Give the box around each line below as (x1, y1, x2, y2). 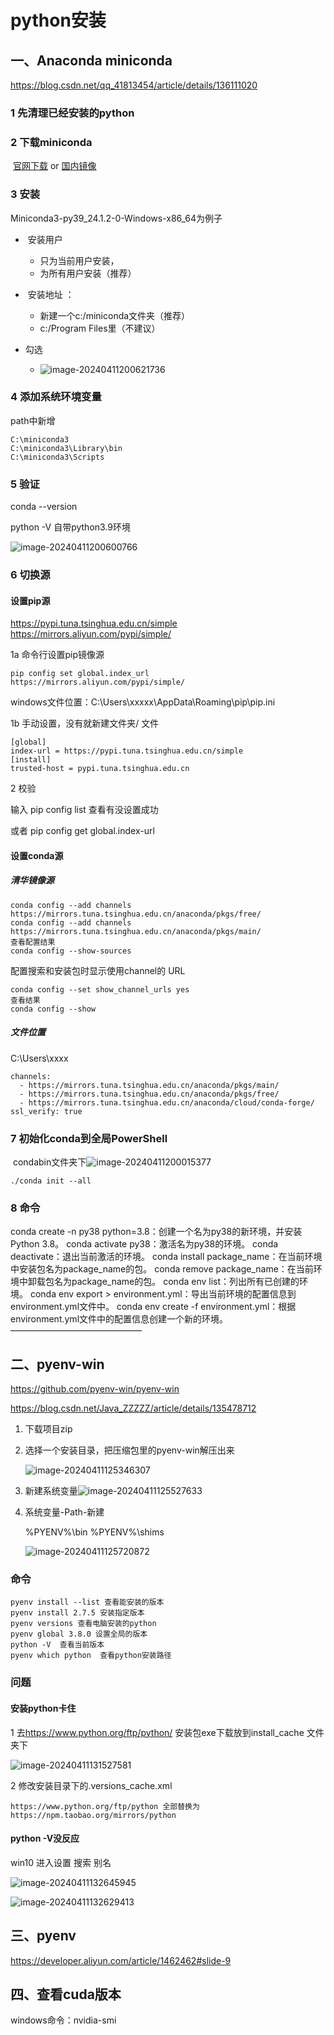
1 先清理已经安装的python (10, 106, 135, 120)
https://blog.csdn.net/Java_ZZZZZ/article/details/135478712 (10, 1402, 257, 1415)
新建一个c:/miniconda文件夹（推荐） (39, 309, 191, 321)
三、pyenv (10, 1927, 77, 1945)
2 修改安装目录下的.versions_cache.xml (10, 1779, 173, 1791)
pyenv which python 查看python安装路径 (10, 1651, 172, 1661)
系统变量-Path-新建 (24, 1506, 105, 1518)
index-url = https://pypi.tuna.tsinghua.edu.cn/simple (10, 746, 244, 756)
